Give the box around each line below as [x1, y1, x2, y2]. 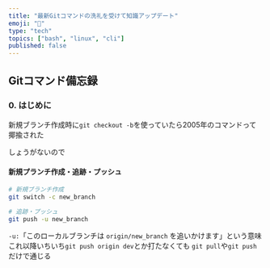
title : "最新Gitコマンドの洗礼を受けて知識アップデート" [8, 11, 179, 20]
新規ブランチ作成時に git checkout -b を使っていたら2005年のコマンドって [8, 119, 257, 129]
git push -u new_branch [8, 215, 89, 223]
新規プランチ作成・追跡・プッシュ [8, 167, 122, 177]
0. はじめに [8, 100, 52, 111]
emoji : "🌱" [8, 19, 45, 27]
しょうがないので [8, 147, 65, 157]
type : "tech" [8, 27, 53, 35]
